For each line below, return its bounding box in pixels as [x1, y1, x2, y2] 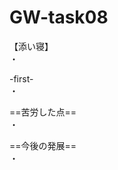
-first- [9, 72, 34, 85]
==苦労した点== [9, 106, 77, 118]
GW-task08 [9, 6, 109, 29]
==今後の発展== [9, 139, 77, 151]
